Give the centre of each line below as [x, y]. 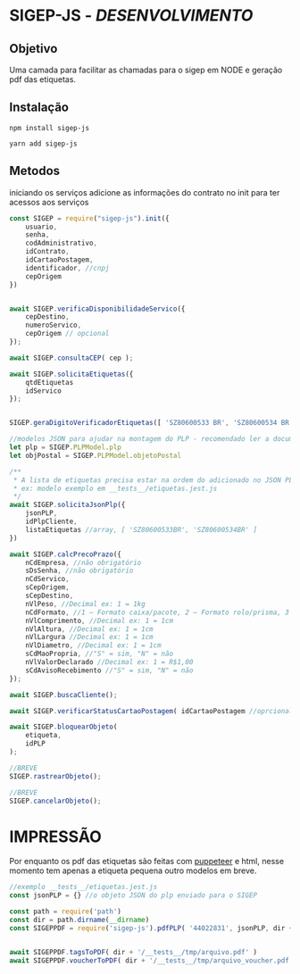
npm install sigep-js [50, 128]
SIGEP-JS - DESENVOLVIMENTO [131, 16]
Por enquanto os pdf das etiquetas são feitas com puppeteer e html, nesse [146, 862]
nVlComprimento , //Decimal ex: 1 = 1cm [100, 620]
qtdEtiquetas [50, 382]
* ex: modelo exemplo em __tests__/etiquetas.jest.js [115, 488]
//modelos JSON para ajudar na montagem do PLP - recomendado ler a [139, 439]
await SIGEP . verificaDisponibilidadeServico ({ [97, 309]
